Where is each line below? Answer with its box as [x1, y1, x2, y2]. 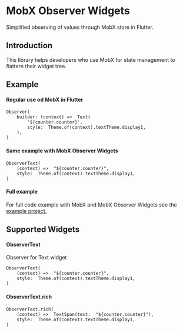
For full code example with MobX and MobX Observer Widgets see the [6, 201, 178, 208]
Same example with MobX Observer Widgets [6, 147, 119, 154]
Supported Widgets [6, 225, 80, 235]
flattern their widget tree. [6, 62, 66, 69]
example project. [6, 207, 47, 214]
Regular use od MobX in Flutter [6, 96, 84, 103]
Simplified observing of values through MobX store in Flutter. [6, 24, 154, 31]
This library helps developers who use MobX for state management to [6, 56, 175, 63]
